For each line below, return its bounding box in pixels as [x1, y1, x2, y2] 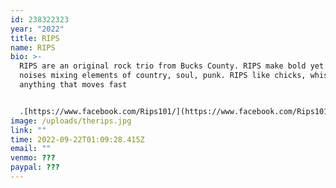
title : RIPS [10, 33, 60, 43]
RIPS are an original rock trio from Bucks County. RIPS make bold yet [19, 61, 325, 71]
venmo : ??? [10, 153, 56, 163]
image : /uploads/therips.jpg [10, 116, 132, 126]
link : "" [10, 125, 47, 135]
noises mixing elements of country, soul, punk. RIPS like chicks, [19, 71, 307, 81]
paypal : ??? [10, 162, 60, 173]
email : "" [10, 144, 52, 154]
